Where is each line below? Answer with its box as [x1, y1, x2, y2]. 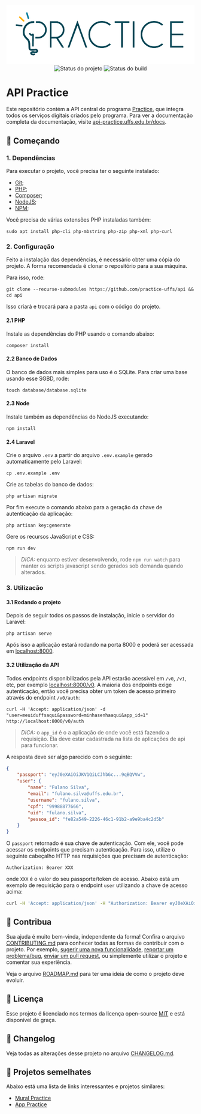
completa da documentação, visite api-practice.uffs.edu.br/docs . [6, 118, 167, 126]
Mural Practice [14, 1095, 51, 1102]
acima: [6, 888, 23, 895]
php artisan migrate [6, 493, 58, 500]
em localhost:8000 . [6, 647, 54, 655]
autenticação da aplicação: [6, 510, 73, 518]
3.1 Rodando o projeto [6, 598, 61, 605]
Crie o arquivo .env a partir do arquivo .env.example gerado [6, 452, 153, 459]
